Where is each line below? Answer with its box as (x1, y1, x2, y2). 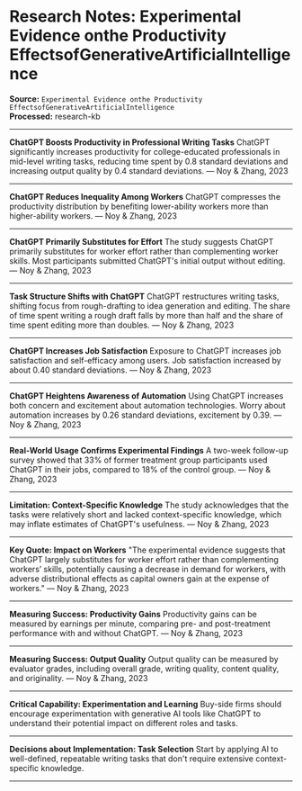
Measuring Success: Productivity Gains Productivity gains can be (9, 608, 258, 619)
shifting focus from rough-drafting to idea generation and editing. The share (9, 300, 290, 311)
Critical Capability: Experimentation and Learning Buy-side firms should (9, 698, 282, 709)
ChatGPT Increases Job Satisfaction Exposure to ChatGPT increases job (9, 345, 281, 356)
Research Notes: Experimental (9, 6, 242, 27)
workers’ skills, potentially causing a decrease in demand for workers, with (9, 563, 286, 574)
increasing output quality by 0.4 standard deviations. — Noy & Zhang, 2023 (9, 165, 289, 176)
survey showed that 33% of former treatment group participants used (9, 454, 268, 465)
